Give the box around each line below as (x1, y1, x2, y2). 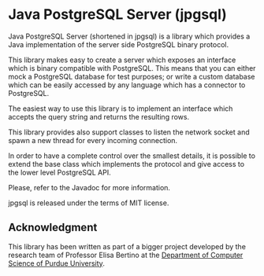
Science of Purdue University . (8, 258, 105, 268)
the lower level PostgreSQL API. (8, 167, 112, 177)
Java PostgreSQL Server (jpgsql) (8, 6, 227, 24)
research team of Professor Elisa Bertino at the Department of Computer (8, 250, 244, 259)
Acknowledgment (8, 221, 98, 234)
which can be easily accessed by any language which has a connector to (8, 80, 246, 90)
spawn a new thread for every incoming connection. (8, 135, 178, 145)
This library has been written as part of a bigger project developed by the (8, 241, 247, 251)
